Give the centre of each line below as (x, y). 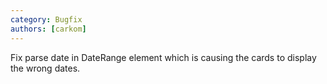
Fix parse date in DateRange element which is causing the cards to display (163, 57)
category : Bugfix (46, 19)
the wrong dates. (45, 68)
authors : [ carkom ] (48, 29)
